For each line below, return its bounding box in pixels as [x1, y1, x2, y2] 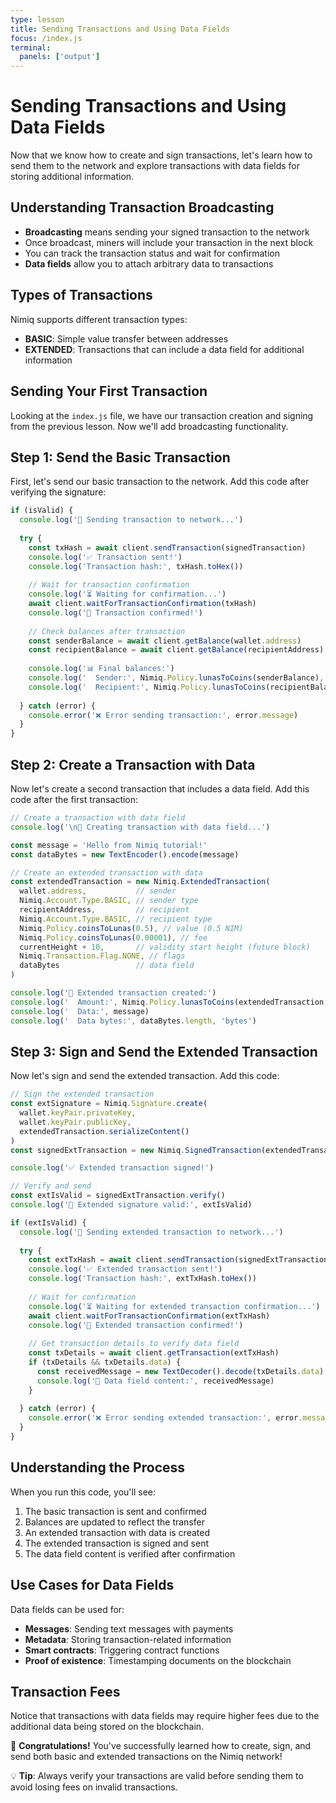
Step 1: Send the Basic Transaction [10, 449, 231, 466]
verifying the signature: [10, 486, 107, 498]
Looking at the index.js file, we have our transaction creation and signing [10, 409, 314, 421]
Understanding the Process [10, 1459, 186, 1476]
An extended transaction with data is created [24, 1526, 210, 1538]
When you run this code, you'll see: [10, 1486, 157, 1498]
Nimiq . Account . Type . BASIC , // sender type [19, 896, 199, 906]
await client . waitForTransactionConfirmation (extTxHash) [28, 1311, 271, 1321]
